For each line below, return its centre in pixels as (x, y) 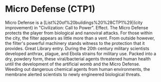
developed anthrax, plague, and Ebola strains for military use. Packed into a (81, 53)
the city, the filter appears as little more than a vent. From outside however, (80, 38)
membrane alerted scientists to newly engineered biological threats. (73, 74)
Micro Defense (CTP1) (50, 9)
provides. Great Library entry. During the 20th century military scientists (77, 48)
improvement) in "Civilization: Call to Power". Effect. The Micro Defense (77, 27)
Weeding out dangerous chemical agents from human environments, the (78, 69)
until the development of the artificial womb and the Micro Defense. (72, 64)
